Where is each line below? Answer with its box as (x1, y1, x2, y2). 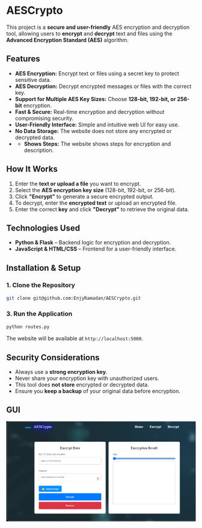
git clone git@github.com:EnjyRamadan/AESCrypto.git (6, 296, 141, 302)
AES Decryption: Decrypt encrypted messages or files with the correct (14, 82, 192, 90)
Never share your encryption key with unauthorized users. (14, 374, 159, 382)
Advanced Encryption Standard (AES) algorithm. (6, 36, 129, 43)
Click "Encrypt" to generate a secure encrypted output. (14, 193, 155, 200)
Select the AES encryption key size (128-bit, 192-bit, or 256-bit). (14, 186, 176, 193)
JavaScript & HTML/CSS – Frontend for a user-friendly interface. (14, 245, 177, 253)
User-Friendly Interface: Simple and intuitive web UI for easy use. (14, 121, 180, 128)
